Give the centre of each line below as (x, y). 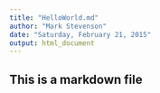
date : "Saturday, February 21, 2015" (80, 34)
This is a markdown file (76, 79)
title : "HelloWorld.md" (54, 18)
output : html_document (52, 43)
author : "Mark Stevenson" (58, 26)
